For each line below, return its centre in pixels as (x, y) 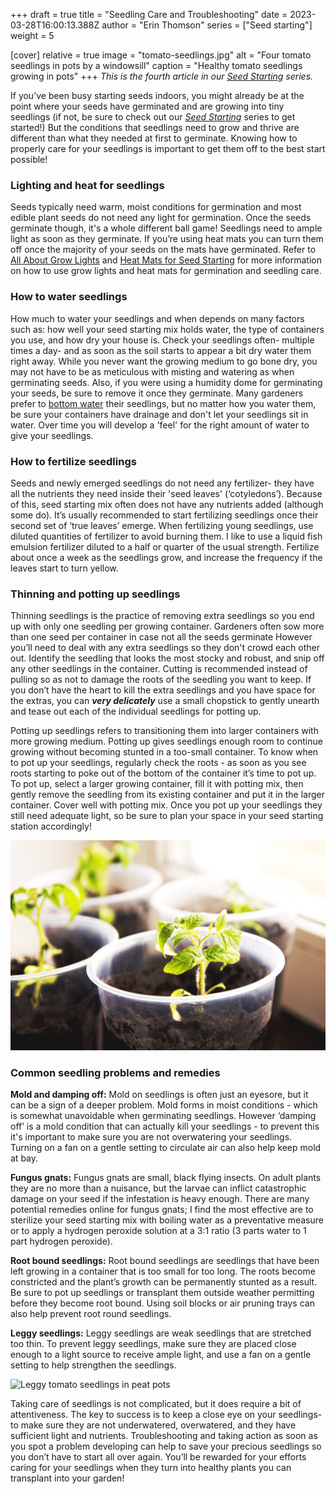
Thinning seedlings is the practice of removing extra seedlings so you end (162, 616)
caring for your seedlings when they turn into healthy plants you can (151, 1468)
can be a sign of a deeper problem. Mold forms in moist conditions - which (164, 1105)
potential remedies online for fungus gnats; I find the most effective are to (162, 1210)
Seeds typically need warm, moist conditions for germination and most (156, 207)
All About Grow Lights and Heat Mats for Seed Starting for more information (166, 260)
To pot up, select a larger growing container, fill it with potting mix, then (157, 784)
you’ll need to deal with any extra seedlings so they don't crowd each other (165, 648)
